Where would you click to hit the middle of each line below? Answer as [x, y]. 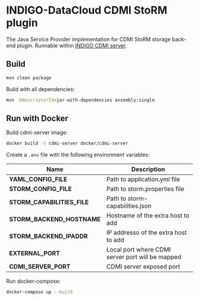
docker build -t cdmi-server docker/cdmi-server [67, 143]
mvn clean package [29, 78]
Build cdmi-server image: [37, 133]
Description [148, 169]
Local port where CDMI [139, 250]
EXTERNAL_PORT [35, 253]
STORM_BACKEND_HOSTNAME [55, 220]
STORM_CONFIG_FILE [41, 189]
